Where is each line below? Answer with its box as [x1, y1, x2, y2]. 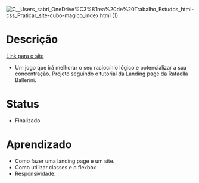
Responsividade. [14, 170, 56, 177]
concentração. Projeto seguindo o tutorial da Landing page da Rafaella [14, 70, 188, 77]
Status [6, 97, 40, 111]
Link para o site [6, 52, 44, 59]
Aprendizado [6, 138, 72, 152]
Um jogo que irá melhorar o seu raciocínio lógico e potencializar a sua [14, 64, 186, 71]
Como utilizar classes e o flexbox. [14, 163, 98, 171]
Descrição [6, 33, 58, 46]
